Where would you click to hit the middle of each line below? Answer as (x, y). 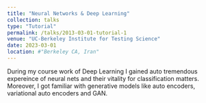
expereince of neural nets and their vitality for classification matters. (103, 78)
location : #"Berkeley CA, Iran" (53, 52)
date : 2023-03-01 (32, 45)
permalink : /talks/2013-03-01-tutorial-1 (67, 33)
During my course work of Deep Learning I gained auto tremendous (102, 71)
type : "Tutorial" (32, 26)
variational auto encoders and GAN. (57, 93)
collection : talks (33, 20)
